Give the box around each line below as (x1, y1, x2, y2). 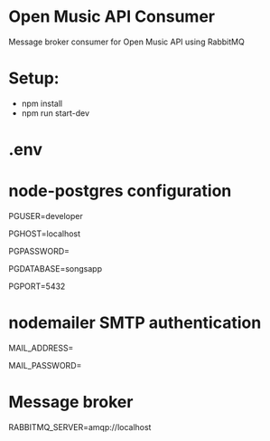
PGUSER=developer (8, 211, 83, 221)
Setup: (8, 68, 60, 89)
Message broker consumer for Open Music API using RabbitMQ (8, 36, 245, 47)
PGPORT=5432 (8, 281, 66, 292)
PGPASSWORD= (8, 246, 70, 256)
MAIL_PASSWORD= (8, 360, 82, 370)
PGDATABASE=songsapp (8, 264, 103, 273)
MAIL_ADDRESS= (8, 342, 74, 353)
